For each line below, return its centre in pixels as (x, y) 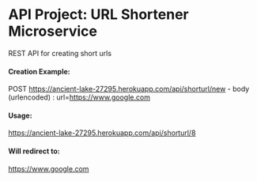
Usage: (21, 115)
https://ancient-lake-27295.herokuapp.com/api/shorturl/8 (102, 133)
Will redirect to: (34, 151)
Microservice (53, 31)
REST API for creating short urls (60, 53)
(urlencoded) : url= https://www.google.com (79, 97)
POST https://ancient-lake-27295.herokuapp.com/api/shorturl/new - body (129, 89)
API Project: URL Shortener (98, 15)
